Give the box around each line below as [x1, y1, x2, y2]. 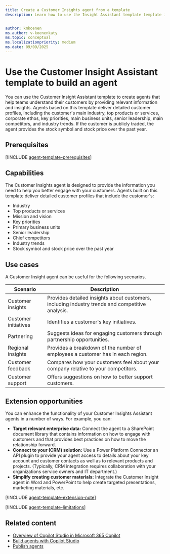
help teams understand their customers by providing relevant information [5, 99, 158, 105]
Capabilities [5, 169, 44, 178]
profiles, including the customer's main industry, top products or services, [5, 110, 159, 116]
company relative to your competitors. [47, 365, 138, 372]
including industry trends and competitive [47, 301, 146, 308]
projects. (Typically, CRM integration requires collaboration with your [12, 463, 156, 470]
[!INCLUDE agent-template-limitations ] [5, 504, 86, 510]
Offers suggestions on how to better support [47, 373, 153, 380]
